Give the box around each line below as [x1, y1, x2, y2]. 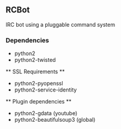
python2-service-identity [14, 86, 77, 93]
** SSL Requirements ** [5, 68, 65, 75]
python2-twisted [14, 56, 56, 64]
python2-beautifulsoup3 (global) [14, 116, 96, 124]
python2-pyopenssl [14, 80, 64, 87]
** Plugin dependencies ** [5, 98, 72, 105]
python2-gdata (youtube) [14, 110, 78, 117]
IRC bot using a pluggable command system [5, 21, 116, 28]
